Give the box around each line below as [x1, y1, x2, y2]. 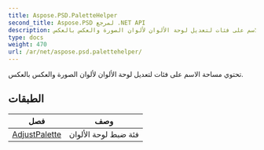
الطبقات [8, 92, 45, 106]
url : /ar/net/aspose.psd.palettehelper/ [8, 48, 143, 56]
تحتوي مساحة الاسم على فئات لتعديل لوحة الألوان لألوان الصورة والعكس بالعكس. [8, 70, 244, 79]
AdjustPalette [12, 129, 61, 140]
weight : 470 [8, 41, 47, 49]
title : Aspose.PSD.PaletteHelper [8, 11, 118, 20]
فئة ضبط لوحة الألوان [68, 129, 139, 140]
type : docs [8, 33, 44, 42]
